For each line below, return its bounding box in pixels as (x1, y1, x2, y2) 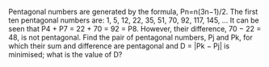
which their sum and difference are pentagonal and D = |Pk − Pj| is (8, 41, 230, 51)
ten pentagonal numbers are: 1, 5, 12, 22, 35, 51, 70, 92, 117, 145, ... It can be (8, 15, 260, 25)
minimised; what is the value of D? (8, 50, 123, 59)
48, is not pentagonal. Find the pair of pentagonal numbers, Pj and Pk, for (8, 32, 253, 42)
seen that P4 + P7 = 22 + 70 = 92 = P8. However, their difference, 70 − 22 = (8, 24, 262, 33)
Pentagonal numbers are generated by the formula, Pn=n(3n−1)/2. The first (8, 7, 258, 16)
